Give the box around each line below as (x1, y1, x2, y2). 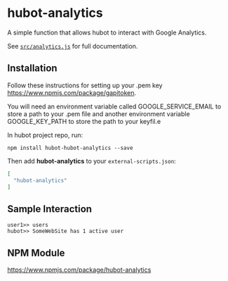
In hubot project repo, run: (7, 130, 83, 139)
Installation (7, 62, 58, 75)
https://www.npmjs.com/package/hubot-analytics (7, 266, 152, 274)
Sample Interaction (7, 203, 93, 215)
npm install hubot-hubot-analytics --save (7, 144, 133, 151)
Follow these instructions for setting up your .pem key (7, 81, 163, 89)
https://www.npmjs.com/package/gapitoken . (7, 88, 137, 96)
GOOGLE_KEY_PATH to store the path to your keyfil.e (7, 117, 161, 125)
